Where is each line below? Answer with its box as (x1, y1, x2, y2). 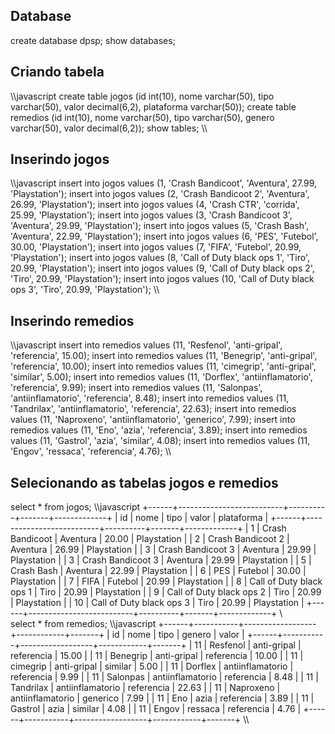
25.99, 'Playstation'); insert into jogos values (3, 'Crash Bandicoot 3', (10, 209, 293, 221)
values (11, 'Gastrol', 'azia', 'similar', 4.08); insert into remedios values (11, (10, 435, 311, 447)
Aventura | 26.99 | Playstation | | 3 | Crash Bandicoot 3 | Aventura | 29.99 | (10, 544, 317, 556)
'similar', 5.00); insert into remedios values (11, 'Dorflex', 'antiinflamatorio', (10, 371, 313, 383)
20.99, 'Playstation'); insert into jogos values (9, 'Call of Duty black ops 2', (10, 262, 315, 274)
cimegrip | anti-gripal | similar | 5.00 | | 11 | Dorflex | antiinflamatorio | (10, 660, 294, 673)
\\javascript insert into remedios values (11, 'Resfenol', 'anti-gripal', (10, 339, 283, 351)
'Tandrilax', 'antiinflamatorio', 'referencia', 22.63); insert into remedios (10, 403, 297, 415)
